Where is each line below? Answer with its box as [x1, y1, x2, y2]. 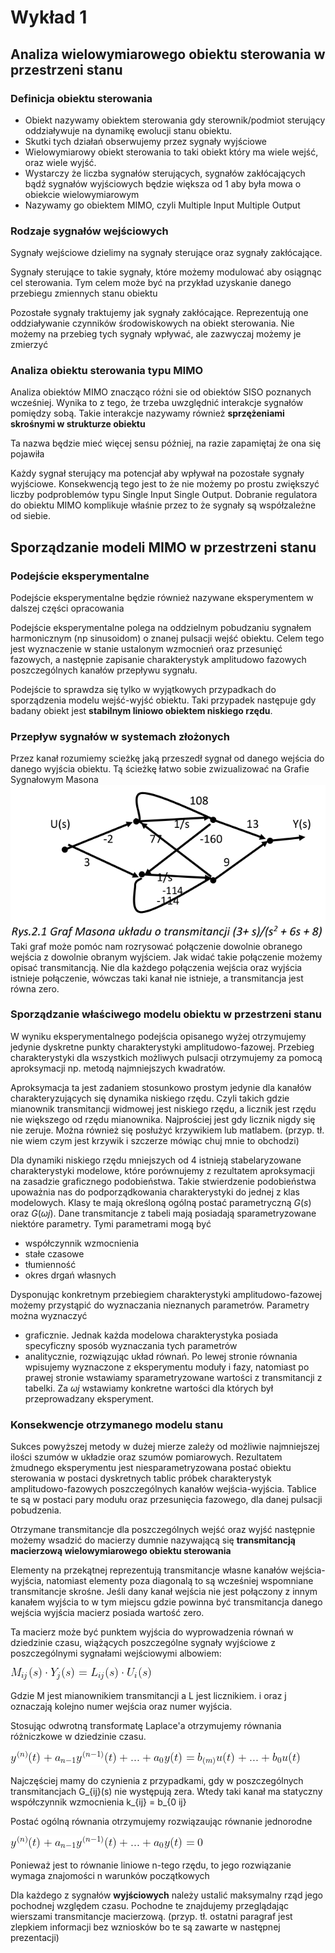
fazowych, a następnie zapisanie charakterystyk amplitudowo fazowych [10, 654, 307, 666]
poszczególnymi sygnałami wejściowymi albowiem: [10, 1647, 222, 1660]
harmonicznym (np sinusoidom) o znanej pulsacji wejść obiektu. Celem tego [10, 632, 325, 645]
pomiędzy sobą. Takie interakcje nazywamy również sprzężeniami [10, 407, 285, 420]
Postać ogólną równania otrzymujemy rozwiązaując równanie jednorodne [10, 1816, 313, 1828]
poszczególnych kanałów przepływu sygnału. [10, 664, 198, 676]
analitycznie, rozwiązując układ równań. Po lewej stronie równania [24, 1350, 298, 1362]
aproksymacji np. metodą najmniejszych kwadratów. [10, 1062, 226, 1074]
